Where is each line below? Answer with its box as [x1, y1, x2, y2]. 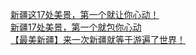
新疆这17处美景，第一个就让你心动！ [10, 9, 160, 20]
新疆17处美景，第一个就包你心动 [10, 21, 142, 33]
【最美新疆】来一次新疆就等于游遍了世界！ [10, 34, 186, 45]
